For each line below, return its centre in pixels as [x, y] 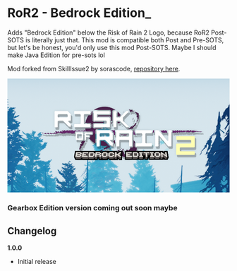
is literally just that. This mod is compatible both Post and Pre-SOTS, [125, 40]
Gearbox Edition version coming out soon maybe [92, 208]
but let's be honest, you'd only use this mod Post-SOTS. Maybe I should [112, 47]
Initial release [37, 262]
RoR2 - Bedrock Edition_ [79, 13]
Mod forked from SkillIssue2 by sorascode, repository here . [94, 68]
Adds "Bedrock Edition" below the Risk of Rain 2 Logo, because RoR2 [109, 32]
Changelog [32, 231]
